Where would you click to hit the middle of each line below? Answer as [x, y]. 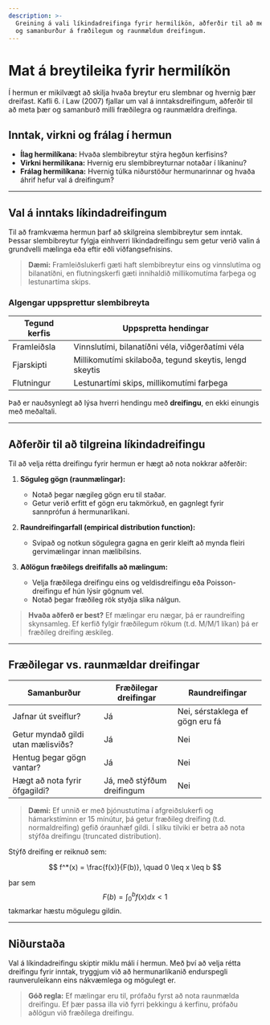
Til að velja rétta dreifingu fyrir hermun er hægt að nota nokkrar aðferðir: [128, 463]
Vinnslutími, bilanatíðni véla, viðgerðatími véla [159, 347]
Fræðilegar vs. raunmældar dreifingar [104, 665]
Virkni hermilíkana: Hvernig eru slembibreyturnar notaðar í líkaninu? [133, 163]
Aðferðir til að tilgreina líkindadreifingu [107, 444]
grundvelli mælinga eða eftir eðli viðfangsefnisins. [90, 249]
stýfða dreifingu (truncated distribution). [94, 835]
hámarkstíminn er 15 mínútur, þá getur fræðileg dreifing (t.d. [127, 819]
